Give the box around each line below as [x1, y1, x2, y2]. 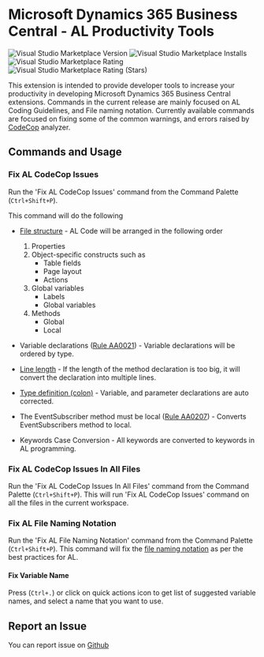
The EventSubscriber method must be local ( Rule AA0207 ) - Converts [19, 411, 247, 421]
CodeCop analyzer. [8, 122, 71, 132]
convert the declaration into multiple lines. [19, 373, 156, 382]
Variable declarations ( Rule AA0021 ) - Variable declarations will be [19, 340, 236, 350]
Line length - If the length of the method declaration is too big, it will [19, 364, 240, 374]
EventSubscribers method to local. [19, 420, 132, 430]
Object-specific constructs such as [31, 250, 146, 259]
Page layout [43, 266, 82, 276]
